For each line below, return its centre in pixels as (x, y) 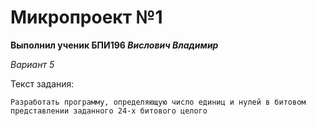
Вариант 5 (32, 64)
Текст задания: (42, 83)
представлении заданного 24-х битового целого (109, 111)
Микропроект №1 (86, 17)
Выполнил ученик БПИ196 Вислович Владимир (114, 45)
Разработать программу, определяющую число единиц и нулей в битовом (158, 102)
